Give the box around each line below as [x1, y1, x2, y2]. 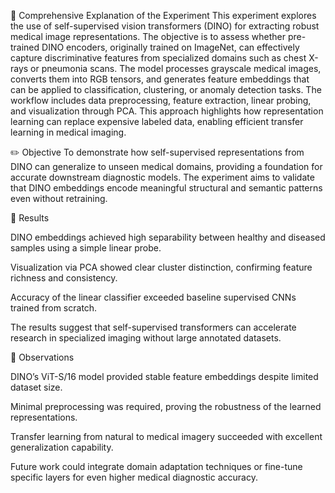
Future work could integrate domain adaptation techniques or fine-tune [10, 461, 303, 472]
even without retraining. [10, 193, 108, 204]
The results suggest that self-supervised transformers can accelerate [10, 321, 297, 333]
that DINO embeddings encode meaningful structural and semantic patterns [10, 182, 323, 194]
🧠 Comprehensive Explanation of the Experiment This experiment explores [10, 10, 317, 21]
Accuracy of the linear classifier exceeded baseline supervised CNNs [10, 291, 297, 303]
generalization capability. [10, 441, 114, 453]
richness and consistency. [10, 272, 118, 284]
